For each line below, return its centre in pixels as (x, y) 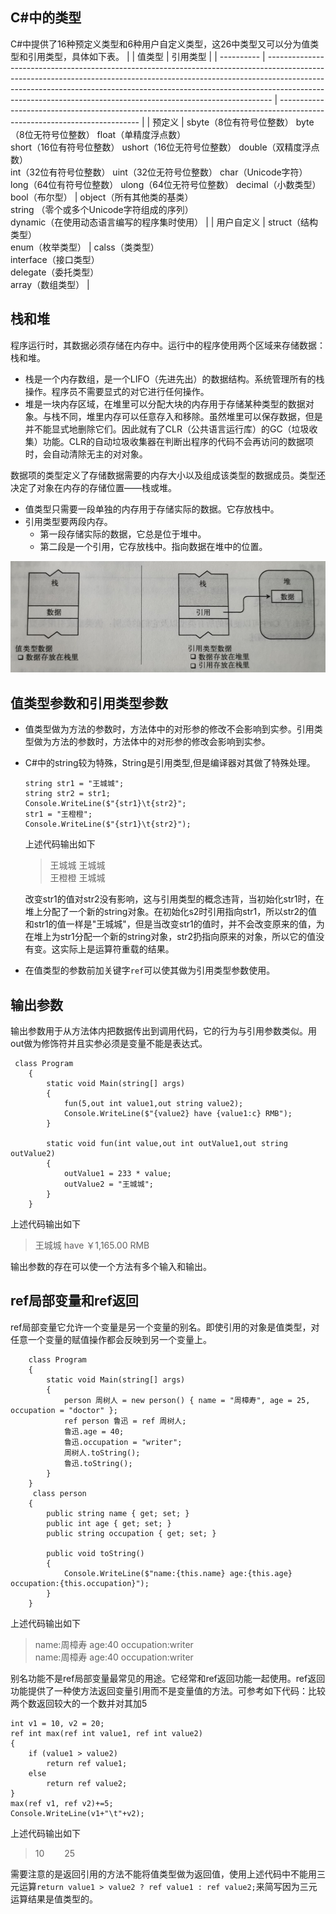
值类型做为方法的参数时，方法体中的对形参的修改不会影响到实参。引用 (169, 729)
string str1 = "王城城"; (74, 784)
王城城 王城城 (77, 865)
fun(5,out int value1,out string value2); (153, 1103)
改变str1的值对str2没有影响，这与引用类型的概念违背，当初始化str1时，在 (174, 899)
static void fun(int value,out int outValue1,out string (167, 1143)
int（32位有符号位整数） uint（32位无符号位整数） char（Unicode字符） (159, 172)
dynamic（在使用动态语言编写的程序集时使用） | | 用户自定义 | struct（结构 (164, 222)
